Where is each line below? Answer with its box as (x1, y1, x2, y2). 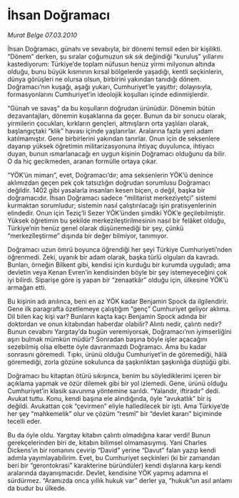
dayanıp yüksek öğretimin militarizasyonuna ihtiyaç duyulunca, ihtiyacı (7, 141, 215, 150)
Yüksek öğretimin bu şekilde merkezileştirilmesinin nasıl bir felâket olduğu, (7, 216, 226, 225)
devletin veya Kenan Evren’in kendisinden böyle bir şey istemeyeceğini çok (7, 268, 228, 276)
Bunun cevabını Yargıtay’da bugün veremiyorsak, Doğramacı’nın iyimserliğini (7, 327, 232, 335)
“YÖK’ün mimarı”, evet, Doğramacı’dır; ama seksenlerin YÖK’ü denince (7, 171, 214, 179)
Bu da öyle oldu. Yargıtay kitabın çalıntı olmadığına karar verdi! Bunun (7, 430, 210, 439)
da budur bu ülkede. (7, 484, 67, 492)
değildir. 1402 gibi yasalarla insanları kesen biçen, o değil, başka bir (7, 186, 205, 194)
